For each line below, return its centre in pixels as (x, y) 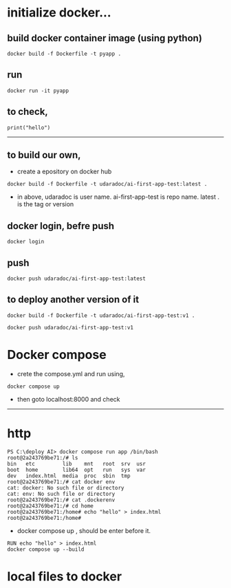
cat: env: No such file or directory (61, 494)
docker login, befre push (61, 226)
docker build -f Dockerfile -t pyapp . (64, 54)
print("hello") (29, 128)
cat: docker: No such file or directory (66, 488)
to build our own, (44, 155)
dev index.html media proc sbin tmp (69, 476)
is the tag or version (45, 204)
